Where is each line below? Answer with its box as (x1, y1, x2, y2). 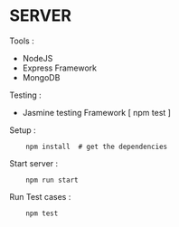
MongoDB (22, 71, 61, 82)
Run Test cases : (9, 191, 71, 202)
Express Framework (22, 62, 98, 73)
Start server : (9, 157, 59, 168)
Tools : (9, 35, 34, 46)
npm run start (25, 175, 79, 184)
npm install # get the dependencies (25, 142, 168, 151)
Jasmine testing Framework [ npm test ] (22, 107, 172, 118)
